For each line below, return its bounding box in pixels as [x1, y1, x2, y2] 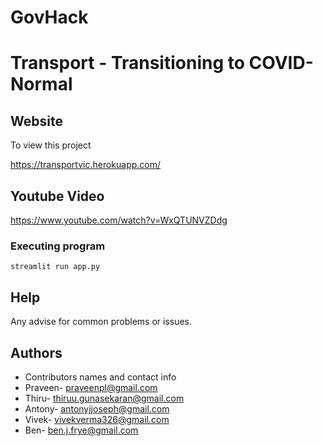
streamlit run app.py [10, 262, 101, 272]
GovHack [10, 6, 89, 29]
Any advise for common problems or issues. [10, 316, 193, 328]
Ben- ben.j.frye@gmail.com [24, 424, 139, 436]
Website [10, 112, 63, 130]
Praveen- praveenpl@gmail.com [24, 381, 158, 393]
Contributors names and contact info [24, 371, 177, 383]
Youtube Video [10, 187, 105, 205]
